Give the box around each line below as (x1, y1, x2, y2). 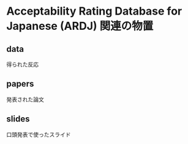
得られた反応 (6, 61, 39, 68)
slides (6, 114, 30, 124)
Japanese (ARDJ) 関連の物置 (6, 20, 154, 33)
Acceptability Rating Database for (6, 4, 182, 18)
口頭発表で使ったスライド (6, 131, 71, 138)
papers (6, 79, 34, 89)
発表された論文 (6, 96, 44, 103)
